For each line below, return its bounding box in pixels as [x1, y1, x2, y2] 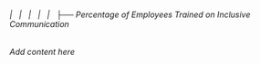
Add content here [9, 47, 76, 58]
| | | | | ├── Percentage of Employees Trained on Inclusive [9, 9, 251, 20]
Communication [9, 18, 70, 29]
